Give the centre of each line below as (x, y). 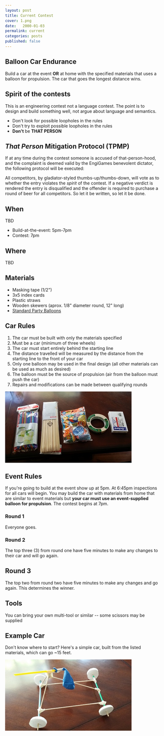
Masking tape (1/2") (32, 290)
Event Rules (24, 476)
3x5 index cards (28, 295)
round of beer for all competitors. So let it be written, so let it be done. (75, 194)
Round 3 (18, 571)
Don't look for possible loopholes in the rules (57, 120)
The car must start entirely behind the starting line (63, 348)
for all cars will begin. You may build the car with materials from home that (80, 493)
